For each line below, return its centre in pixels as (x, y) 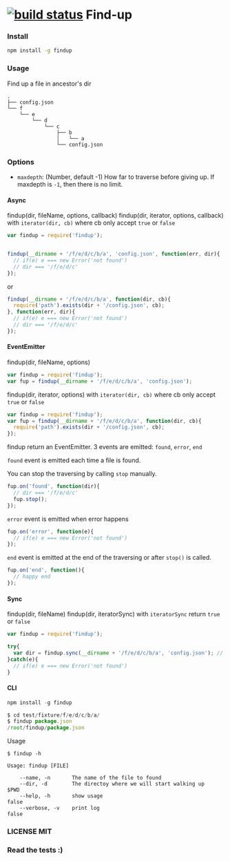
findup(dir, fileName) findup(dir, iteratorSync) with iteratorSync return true (114, 614)
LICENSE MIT (30, 831)
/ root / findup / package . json (46, 728)
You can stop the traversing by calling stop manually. (82, 474)
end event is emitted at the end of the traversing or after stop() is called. (109, 558)
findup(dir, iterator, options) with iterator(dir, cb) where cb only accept (111, 395)
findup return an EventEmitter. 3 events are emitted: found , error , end (105, 447)
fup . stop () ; (31, 499)
